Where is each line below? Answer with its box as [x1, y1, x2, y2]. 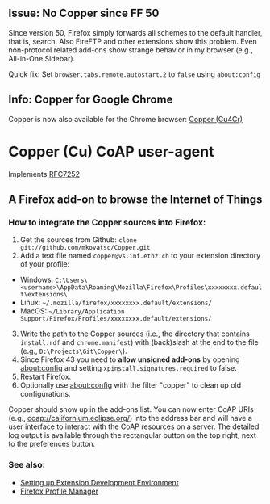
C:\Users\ [55, 276, 89, 285]
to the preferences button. [8, 439, 95, 449]
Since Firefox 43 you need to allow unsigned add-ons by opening [19, 355, 240, 364]
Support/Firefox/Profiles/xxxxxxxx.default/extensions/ [19, 315, 212, 323]
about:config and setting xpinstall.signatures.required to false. [19, 363, 237, 373]
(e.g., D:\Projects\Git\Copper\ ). [19, 346, 127, 356]
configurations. [19, 389, 71, 399]
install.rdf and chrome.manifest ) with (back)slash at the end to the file [19, 338, 260, 347]
